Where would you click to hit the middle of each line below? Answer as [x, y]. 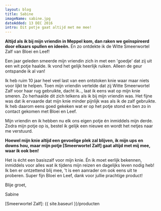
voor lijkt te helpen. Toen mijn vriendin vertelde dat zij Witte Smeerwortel [77, 86]
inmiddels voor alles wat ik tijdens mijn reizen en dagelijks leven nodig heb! [80, 166]
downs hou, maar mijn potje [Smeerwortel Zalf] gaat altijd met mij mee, [78, 146]
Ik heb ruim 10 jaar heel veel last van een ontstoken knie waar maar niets [77, 81]
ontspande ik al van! [25, 71]
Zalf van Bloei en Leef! [27, 52]
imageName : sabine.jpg [28, 18]
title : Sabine [19, 14]
